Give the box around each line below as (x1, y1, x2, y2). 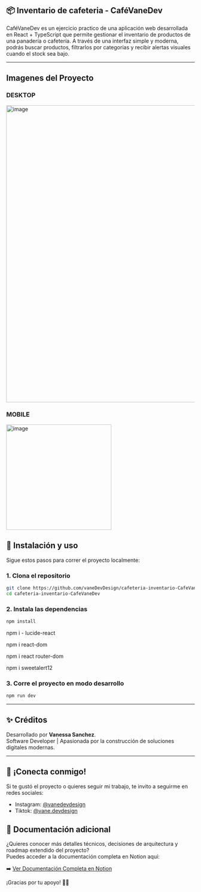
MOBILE (6, 411, 30, 419)
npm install (6, 618, 36, 624)
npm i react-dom (6, 640, 48, 648)
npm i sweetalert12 (6, 664, 53, 671)
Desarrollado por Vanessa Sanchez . (6, 731, 96, 738)
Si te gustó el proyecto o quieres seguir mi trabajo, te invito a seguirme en (6, 783, 188, 790)
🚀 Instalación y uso (6, 540, 78, 551)
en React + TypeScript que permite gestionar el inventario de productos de (6, 31, 191, 38)
